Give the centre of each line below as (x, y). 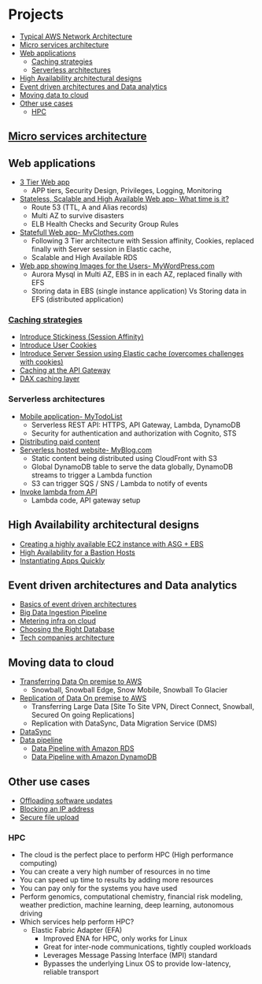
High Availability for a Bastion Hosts (77, 552)
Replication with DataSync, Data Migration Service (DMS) (124, 723)
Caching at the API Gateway (65, 370)
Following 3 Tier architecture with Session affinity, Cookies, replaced (142, 241)
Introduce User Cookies (58, 345)
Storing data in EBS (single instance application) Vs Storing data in (138, 291)
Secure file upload (49, 817)
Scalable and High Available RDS (84, 258)
